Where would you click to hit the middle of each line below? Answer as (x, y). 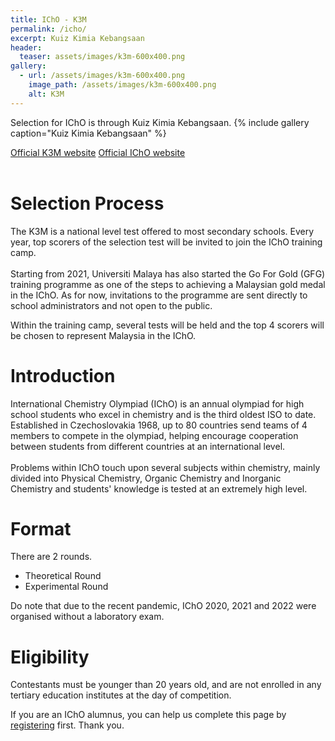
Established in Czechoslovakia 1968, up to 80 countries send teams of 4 (159, 425)
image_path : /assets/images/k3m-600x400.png (122, 85)
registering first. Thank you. (67, 725)
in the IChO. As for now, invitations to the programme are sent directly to (159, 295)
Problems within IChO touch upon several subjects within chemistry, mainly (165, 467)
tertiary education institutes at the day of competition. (121, 695)
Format (41, 528)
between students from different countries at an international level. (148, 446)
